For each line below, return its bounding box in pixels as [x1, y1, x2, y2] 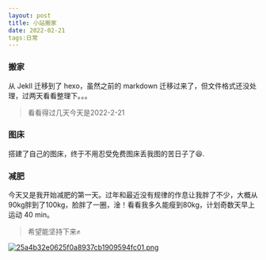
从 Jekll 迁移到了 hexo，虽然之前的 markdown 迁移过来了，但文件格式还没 [8, 81, 250, 90]
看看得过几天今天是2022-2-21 [27, 108, 125, 117]
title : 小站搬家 [8, 19, 57, 27]
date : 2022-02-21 [8, 26, 66, 34]
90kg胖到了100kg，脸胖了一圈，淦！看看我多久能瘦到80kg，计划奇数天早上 [8, 200, 256, 210]
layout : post [8, 11, 51, 20]
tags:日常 [8, 33, 38, 42]
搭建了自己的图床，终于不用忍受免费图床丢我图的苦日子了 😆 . [8, 148, 205, 159]
